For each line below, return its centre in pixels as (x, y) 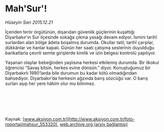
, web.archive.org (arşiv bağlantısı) (92, 124)
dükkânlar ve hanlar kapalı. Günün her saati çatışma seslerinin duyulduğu (80, 47)
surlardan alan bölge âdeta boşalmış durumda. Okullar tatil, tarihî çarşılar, (80, 42)
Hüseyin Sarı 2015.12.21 (29, 22)
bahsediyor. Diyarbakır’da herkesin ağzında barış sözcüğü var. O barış (77, 78)
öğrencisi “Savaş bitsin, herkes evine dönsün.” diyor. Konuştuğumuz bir (78, 68)
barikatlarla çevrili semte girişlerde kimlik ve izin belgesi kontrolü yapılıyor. (81, 53)
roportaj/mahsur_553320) (31, 124)
